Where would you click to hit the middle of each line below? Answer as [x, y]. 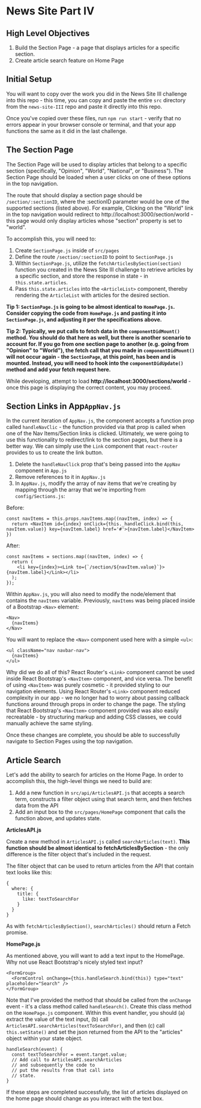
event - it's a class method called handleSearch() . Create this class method [99, 1006]
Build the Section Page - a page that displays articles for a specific [97, 47]
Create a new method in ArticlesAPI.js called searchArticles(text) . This [98, 842]
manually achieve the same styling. [49, 723]
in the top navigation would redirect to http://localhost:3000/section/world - [100, 214]
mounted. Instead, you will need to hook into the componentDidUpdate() [95, 363]
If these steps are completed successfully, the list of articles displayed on [97, 1092]
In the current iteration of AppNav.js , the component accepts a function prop [100, 421]
